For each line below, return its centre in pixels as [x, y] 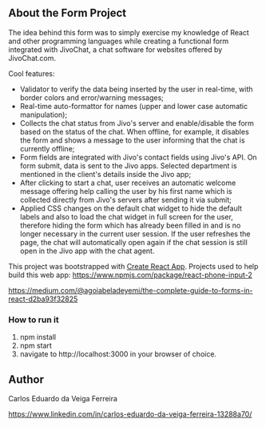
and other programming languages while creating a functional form [119, 41]
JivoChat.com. [32, 58]
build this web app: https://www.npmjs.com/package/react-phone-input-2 [131, 275]
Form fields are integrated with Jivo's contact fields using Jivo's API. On [138, 157]
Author [26, 379]
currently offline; [47, 148]
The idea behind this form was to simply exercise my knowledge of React [129, 32]
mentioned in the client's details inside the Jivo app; [105, 174]
